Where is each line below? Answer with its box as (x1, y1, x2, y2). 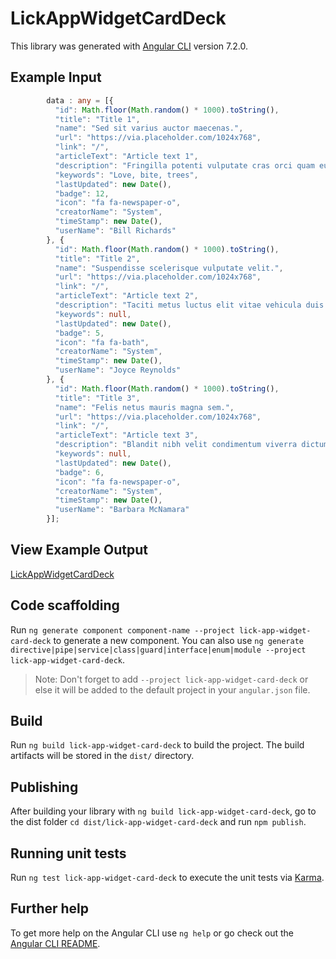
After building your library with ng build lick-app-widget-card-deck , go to (10, 805, 317, 817)
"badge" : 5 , (54, 328, 105, 338)
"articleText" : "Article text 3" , (54, 430, 199, 441)
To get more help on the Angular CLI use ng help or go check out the (10, 927, 294, 939)
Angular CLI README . (10, 937, 101, 949)
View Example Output (10, 542, 149, 559)
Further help (10, 900, 90, 917)
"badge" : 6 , (54, 467, 105, 477)
